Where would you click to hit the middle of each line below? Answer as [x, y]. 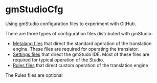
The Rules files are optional [34, 75]
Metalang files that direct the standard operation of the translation [82, 43]
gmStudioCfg [34, 9]
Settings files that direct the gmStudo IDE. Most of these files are [81, 54]
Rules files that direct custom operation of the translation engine [80, 65]
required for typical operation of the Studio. [58, 59]
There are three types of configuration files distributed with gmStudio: [79, 33]
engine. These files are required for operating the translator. [76, 49]
